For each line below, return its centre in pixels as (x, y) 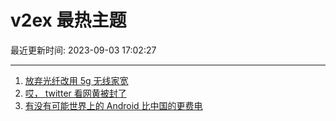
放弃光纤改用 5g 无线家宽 (76, 80)
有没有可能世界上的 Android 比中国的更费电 (113, 105)
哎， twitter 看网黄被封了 (75, 93)
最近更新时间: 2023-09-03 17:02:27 (83, 50)
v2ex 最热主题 (68, 20)
